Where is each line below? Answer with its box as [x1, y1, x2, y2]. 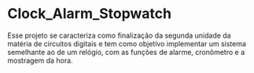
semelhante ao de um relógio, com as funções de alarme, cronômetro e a [7, 47, 245, 57]
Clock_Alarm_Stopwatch [7, 5, 172, 23]
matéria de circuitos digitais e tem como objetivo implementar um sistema [7, 38, 247, 48]
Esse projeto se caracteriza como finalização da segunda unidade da [7, 31, 231, 40]
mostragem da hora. [7, 56, 73, 65]
